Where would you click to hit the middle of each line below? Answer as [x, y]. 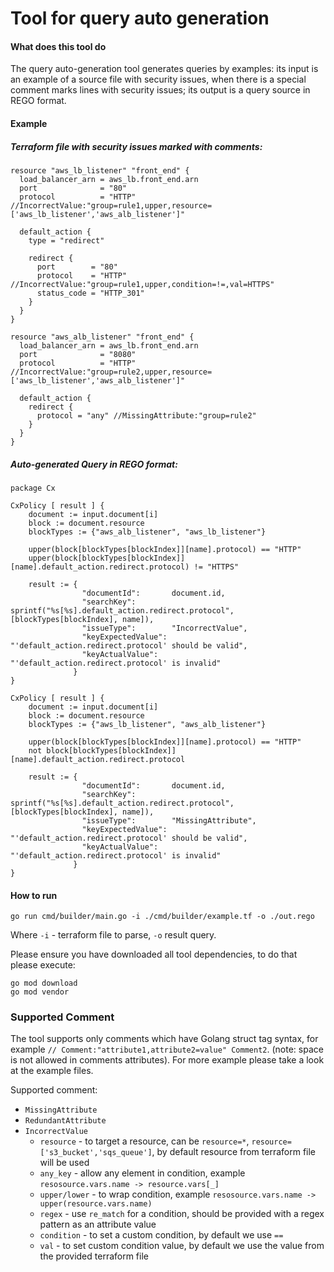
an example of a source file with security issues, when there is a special [158, 79]
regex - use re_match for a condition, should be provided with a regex [182, 1214]
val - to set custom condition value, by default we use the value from [182, 1246]
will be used [64, 1163]
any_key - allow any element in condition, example [142, 1173]
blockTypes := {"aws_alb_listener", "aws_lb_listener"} [147, 532]
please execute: [43, 965]
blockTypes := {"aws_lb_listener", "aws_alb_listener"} [147, 724]
